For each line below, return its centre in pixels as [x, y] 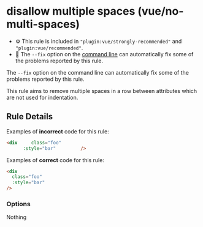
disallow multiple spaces [71, 11]
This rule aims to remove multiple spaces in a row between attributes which [102, 91]
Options [18, 204]
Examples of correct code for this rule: [55, 160]
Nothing [17, 217]
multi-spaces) [43, 24]
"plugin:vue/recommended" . [49, 48]
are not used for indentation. [42, 97]
